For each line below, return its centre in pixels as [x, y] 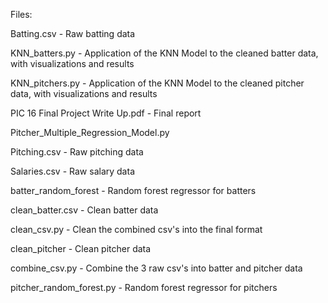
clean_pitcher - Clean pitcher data [81, 248]
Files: [21, 14]
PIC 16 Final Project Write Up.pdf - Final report [106, 113]
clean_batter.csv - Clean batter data [84, 210]
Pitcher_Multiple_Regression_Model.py [90, 132]
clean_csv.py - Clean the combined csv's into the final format [136, 229]
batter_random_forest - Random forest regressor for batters [133, 190]
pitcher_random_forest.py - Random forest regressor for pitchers [144, 287]
